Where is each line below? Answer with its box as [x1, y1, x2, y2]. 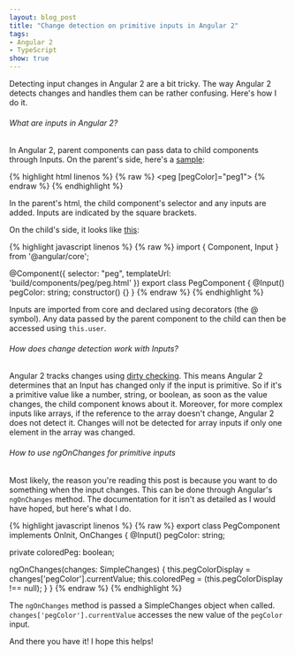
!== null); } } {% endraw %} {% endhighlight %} [9, 582, 183, 593]
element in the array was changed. [9, 427, 135, 438]
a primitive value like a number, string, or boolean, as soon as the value [9, 389, 268, 400]
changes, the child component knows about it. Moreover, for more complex [9, 399, 284, 410]
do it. [9, 97, 28, 107]
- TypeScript [9, 46, 57, 55]
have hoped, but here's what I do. [9, 503, 132, 513]
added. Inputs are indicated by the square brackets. [9, 207, 197, 218]
